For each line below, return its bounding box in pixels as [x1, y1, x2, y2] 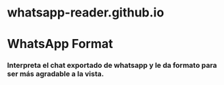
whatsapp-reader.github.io [7, 5, 165, 21]
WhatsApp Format [7, 36, 113, 52]
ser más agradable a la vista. [7, 69, 104, 79]
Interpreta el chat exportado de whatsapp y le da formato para [7, 60, 217, 70]
